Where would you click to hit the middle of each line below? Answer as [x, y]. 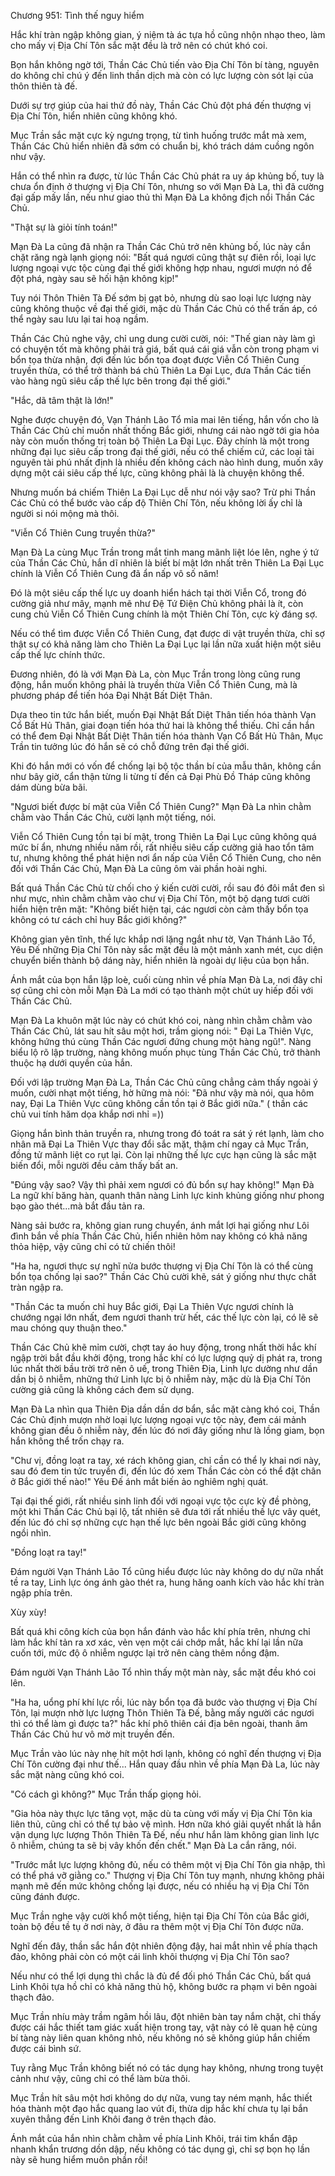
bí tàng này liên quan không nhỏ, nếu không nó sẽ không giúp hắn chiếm [160, 2038]
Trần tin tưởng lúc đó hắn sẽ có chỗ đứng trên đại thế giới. [130, 746]
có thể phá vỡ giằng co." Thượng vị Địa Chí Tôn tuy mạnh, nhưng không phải [167, 1875]
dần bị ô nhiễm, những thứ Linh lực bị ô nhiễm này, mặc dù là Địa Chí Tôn [161, 1379]
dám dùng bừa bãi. [49, 787]
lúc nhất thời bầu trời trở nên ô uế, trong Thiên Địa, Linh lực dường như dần [164, 1368]
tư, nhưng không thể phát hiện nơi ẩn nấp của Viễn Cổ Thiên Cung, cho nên [166, 858]
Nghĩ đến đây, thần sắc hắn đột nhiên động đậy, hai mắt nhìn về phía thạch [164, 1946]
